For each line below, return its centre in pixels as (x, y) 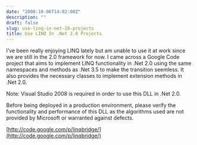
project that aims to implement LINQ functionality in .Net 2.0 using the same (99, 64)
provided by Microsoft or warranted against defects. (70, 118)
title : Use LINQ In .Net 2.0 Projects (54, 34)
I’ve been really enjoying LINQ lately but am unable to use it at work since (96, 51)
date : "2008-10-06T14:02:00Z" (44, 12)
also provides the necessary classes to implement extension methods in (94, 76)
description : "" (26, 17)
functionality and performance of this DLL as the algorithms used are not (95, 112)
